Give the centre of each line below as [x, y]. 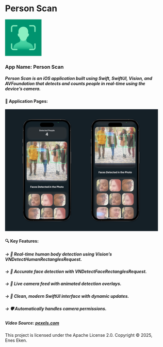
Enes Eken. [16, 340]
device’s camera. [23, 89]
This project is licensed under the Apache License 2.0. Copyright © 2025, [79, 335]
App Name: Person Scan [34, 67]
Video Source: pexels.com [32, 323]
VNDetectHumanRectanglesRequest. [44, 259]
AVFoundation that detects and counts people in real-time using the [75, 84]
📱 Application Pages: [26, 101]
